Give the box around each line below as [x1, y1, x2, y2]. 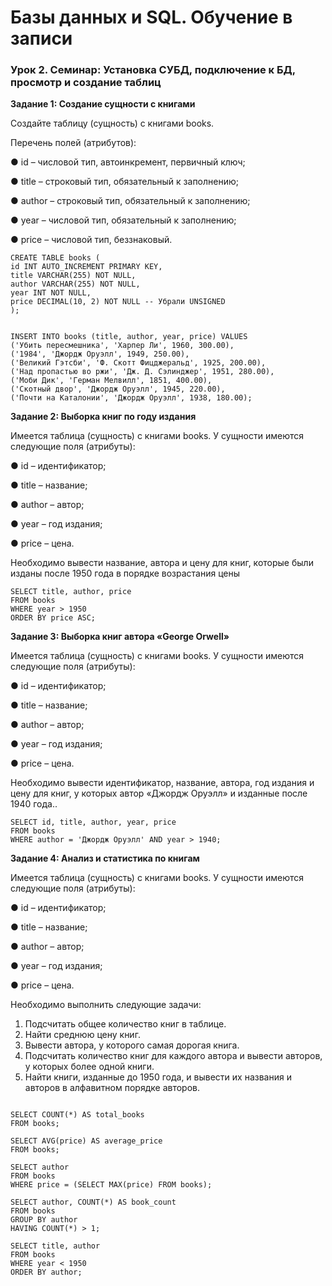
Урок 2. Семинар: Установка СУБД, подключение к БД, [10, 63, 296, 77]
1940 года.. [10, 798, 58, 810]
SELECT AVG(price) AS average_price [10, 1136, 163, 1146]
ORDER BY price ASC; [10, 613, 97, 623]
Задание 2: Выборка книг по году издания [10, 411, 197, 423]
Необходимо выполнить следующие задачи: [10, 999, 202, 1011]
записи [10, 27, 73, 50]
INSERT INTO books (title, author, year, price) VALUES [10, 332, 248, 342]
